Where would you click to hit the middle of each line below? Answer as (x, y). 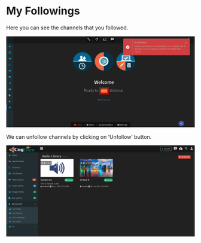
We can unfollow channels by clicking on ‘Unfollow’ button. (79, 136)
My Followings (43, 11)
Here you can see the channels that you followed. (67, 28)
